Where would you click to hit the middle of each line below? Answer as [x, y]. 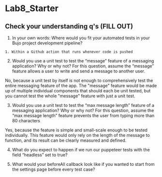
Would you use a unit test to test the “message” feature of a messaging [83, 61]
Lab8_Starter [32, 8]
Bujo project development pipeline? [47, 43]
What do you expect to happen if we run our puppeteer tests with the [81, 150]
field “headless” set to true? [40, 155]
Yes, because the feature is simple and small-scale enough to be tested [76, 130]
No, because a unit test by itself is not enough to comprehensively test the [79, 81]
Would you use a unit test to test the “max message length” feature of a [83, 105]
